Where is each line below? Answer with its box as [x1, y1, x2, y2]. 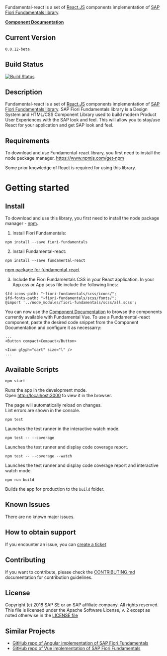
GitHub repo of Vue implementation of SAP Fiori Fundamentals [12, 646, 141, 652]
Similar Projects [5, 627, 56, 635]
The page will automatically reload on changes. [5, 402, 102, 408]
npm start [5, 378, 26, 384]
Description [5, 88, 42, 97]
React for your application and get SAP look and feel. [5, 122, 114, 128]
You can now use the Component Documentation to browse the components [5, 309, 163, 315]
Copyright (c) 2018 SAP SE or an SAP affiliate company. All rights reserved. [5, 602, 159, 608]
